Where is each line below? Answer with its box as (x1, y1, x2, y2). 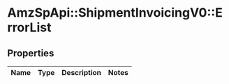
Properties (7, 47, 54, 59)
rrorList (7, 19, 52, 35)
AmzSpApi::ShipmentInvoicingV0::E (7, 5, 223, 21)
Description (61, 68, 101, 77)
